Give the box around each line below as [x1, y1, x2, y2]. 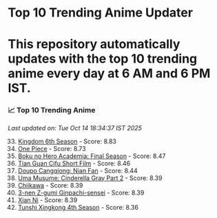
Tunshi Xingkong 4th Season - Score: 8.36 [17, 203, 138, 211]
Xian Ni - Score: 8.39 [17, 195, 78, 204]
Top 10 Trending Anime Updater [8, 5, 194, 21]
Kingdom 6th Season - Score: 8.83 [17, 137, 116, 146]
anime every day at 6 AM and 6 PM [8, 66, 211, 81]
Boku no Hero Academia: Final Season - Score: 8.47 [17, 152, 166, 160]
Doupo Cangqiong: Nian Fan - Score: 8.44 [17, 166, 138, 175]
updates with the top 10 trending [8, 51, 198, 67]
